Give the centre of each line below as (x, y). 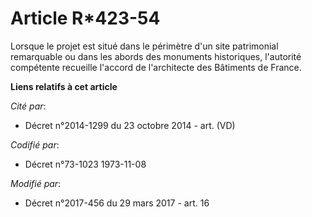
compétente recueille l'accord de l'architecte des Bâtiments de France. (156, 67)
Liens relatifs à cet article (64, 86)
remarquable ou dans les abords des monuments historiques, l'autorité (156, 56)
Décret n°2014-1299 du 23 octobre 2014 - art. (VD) (130, 125)
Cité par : (28, 106)
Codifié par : (35, 144)
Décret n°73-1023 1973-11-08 (85, 164)
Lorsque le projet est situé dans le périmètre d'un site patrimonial (144, 46)
